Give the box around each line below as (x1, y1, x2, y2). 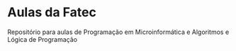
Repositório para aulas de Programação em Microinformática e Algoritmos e (7, 28, 230, 36)
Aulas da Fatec (7, 4, 97, 21)
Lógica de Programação (7, 35, 78, 43)
